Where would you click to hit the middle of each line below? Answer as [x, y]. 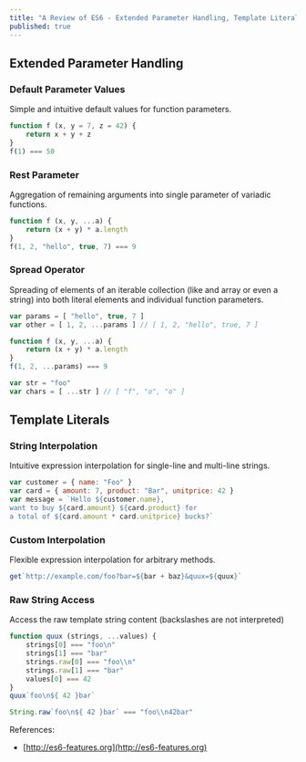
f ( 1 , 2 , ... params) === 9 [58, 367]
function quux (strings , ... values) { [83, 637]
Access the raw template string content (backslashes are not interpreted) [147, 620]
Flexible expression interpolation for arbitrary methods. [112, 560]
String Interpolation [54, 446]
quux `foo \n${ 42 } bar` [52, 696]
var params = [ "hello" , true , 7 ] [77, 316]
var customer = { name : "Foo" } [71, 483]
